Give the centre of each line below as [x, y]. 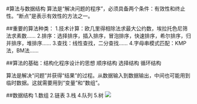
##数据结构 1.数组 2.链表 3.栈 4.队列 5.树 [55, 95]
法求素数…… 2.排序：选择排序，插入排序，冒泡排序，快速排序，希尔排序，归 [98, 36]
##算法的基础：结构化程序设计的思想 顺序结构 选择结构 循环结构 [84, 63]
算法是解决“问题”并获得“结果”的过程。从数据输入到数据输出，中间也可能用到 [98, 76]
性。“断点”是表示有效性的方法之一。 [50, 16]
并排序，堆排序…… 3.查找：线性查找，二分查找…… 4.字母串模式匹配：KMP [96, 43]
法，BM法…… [23, 51]
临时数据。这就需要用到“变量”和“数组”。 [54, 83]
